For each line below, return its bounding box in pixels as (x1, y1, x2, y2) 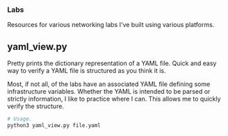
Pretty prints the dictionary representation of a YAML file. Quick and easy (7, 59, 217, 67)
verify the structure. (7, 102, 65, 110)
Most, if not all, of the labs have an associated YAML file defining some (7, 80, 211, 88)
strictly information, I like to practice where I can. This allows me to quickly (7, 95, 221, 103)
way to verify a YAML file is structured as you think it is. (7, 67, 166, 75)
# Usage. (7, 116, 33, 123)
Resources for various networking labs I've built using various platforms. (7, 21, 215, 29)
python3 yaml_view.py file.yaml (7, 121, 101, 129)
